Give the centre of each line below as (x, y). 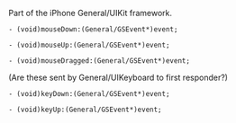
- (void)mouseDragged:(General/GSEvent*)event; (100, 61)
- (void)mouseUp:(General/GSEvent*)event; (89, 45)
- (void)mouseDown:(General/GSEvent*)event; (93, 30)
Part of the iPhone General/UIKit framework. (91, 13)
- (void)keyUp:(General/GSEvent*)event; (86, 110)
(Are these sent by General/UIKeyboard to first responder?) (118, 77)
